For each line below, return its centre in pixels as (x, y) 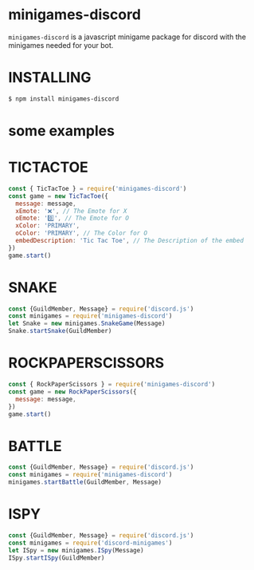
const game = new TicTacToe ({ (59, 196)
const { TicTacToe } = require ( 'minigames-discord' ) (98, 188)
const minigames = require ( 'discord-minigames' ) (90, 543)
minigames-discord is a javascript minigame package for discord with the (127, 37)
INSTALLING (50, 78)
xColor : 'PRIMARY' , (48, 226)
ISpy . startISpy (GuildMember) (57, 558)
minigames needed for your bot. (61, 45)
